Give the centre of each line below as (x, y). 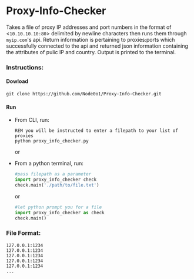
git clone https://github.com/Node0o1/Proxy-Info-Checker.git (84, 94)
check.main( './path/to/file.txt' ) (57, 185)
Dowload (17, 81)
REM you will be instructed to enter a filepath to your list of (96, 131)
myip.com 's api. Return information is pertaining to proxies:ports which (91, 39)
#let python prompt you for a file (58, 207)
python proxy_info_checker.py (52, 141)
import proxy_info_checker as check (59, 212)
